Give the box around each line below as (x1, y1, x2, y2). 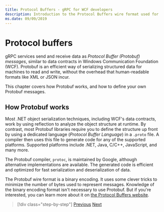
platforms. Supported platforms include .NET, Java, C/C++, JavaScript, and (5, 142, 157, 148)
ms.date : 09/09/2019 (5, 16, 47, 21)
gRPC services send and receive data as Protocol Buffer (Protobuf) (5, 53, 141, 59)
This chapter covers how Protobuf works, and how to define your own (5, 84, 146, 89)
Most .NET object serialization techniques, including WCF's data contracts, (5, 116, 157, 122)
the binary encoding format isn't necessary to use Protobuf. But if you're (5, 187, 151, 193)
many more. (5, 147, 29, 153)
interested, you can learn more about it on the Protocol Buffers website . (5, 192, 149, 198)
